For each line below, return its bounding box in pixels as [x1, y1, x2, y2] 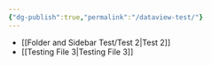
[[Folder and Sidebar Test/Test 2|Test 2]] [20, 37, 171, 48]
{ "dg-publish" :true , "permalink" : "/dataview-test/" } [8, 12, 203, 22]
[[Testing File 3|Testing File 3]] [20, 46, 134, 57]
